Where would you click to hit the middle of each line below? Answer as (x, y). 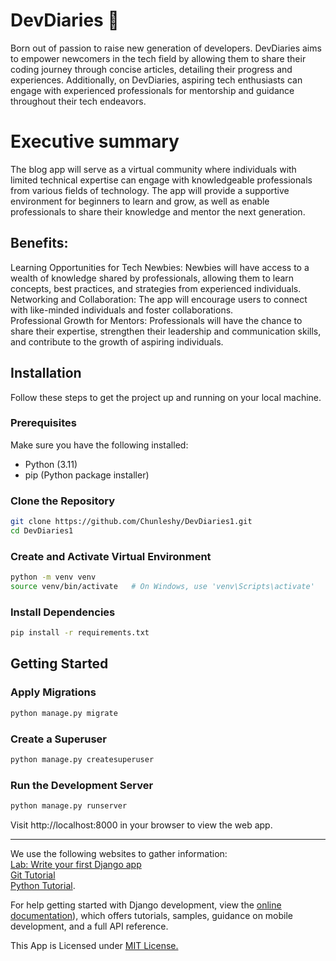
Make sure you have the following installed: (99, 445)
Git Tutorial (33, 875)
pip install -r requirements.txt (80, 633)
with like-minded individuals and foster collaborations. (122, 310)
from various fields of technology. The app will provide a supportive (150, 190)
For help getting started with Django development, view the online (146, 905)
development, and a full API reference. (89, 926)
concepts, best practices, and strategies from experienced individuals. (156, 288)
